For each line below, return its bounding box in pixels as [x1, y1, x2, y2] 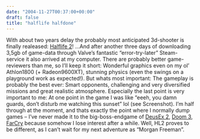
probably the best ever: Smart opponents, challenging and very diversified [6, 81, 190, 88]
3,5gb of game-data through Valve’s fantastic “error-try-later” [6, 49, 159, 57]
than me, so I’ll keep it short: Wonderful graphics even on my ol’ [32, 62, 190, 69]
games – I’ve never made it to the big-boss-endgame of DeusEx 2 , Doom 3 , [6, 113, 193, 120]
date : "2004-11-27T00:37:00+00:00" [6, 8, 95, 15]
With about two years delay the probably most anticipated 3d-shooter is [6, 37, 184, 44]
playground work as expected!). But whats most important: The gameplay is [6, 75, 194, 82]
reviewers [6, 62, 31, 69]
